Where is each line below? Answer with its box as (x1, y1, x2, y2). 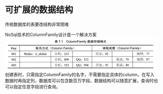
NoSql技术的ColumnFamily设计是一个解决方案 (5, 31, 97, 37)
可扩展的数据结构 (5, 4, 74, 16)
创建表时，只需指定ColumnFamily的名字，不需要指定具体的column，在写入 (5, 72, 155, 78)
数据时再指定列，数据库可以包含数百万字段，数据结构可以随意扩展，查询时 (5, 78, 154, 84)
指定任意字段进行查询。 (13, 84, 61, 90)
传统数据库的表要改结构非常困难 (5, 21, 69, 27)
